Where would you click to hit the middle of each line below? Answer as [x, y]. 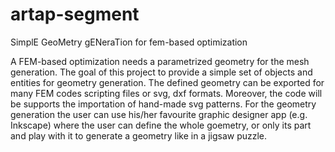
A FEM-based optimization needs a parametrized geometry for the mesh [160, 61]
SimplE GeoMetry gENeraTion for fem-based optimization [129, 42]
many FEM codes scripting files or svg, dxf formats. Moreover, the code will [166, 93]
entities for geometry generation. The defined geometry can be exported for [167, 82]
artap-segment [75, 14]
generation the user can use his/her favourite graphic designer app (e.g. [159, 114]
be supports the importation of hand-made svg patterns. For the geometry [163, 104]
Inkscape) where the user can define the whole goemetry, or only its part [161, 125]
